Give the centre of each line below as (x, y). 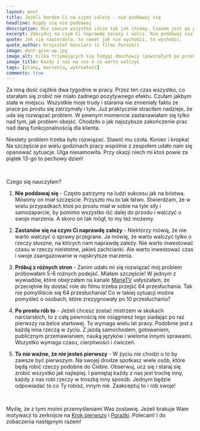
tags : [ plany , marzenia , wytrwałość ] (53, 67)
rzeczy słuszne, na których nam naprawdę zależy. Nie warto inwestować (104, 243)
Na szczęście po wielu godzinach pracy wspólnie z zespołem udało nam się (99, 146)
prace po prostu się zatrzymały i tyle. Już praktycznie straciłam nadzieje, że (99, 109)
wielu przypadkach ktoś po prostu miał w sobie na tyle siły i (88, 206)
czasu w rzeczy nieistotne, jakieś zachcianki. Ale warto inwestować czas (104, 249)
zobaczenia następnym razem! (44, 421)
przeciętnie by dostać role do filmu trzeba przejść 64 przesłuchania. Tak (104, 286)
